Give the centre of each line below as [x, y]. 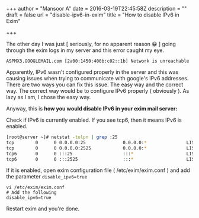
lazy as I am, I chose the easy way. [49, 97]
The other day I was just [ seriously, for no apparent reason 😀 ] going [91, 44]
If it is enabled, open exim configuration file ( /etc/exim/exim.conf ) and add [98, 170]
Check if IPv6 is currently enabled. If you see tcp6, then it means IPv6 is [94, 120]
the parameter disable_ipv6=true [47, 177]
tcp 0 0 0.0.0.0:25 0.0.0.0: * [76, 142]
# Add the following [32, 193]
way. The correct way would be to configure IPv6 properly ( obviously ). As [98, 91]
